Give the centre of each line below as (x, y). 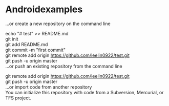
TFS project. (18, 98)
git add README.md (27, 44)
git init (12, 39)
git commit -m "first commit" (35, 50)
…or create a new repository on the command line (58, 24)
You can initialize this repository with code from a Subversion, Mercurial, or (84, 92)
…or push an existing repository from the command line (64, 66)
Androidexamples (44, 9)
